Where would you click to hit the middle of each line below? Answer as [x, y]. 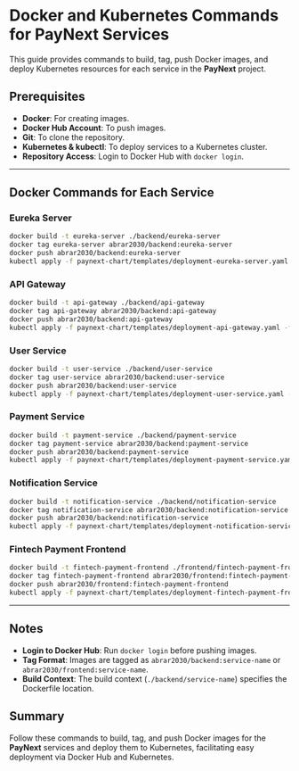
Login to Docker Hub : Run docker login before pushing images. [139, 650]
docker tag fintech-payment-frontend [79, 576]
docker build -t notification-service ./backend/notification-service [143, 502]
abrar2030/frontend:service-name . [85, 669]
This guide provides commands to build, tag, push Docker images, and [139, 59]
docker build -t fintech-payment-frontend [89, 568]
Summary [37, 716]
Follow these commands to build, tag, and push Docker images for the [138, 738]
